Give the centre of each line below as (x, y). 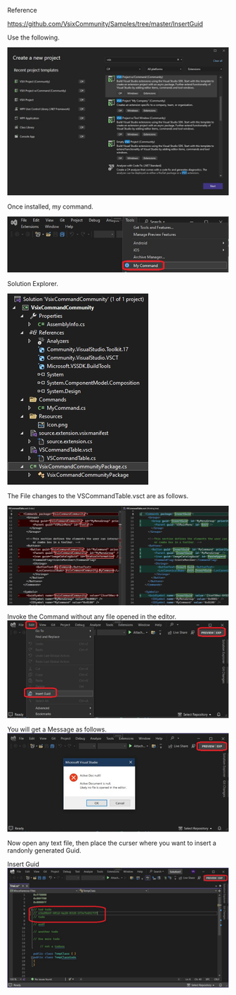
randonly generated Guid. (45, 850)
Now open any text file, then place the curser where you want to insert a (112, 843)
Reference (22, 10)
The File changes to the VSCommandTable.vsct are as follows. (98, 496)
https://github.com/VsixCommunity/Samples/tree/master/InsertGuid (105, 24)
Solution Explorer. (33, 284)
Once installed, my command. (50, 206)
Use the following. (33, 37)
